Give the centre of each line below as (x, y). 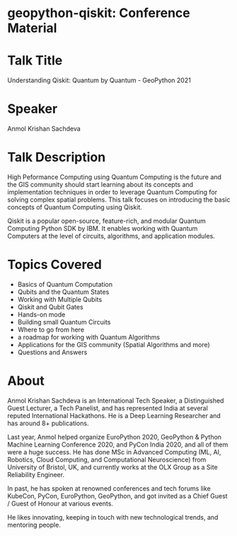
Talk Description (57, 157)
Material (32, 28)
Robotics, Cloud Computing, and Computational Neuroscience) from (107, 459)
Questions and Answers (52, 352)
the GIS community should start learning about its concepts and (100, 185)
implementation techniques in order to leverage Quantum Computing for (112, 192)
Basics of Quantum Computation (65, 284)
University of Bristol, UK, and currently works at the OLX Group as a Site (112, 467)
